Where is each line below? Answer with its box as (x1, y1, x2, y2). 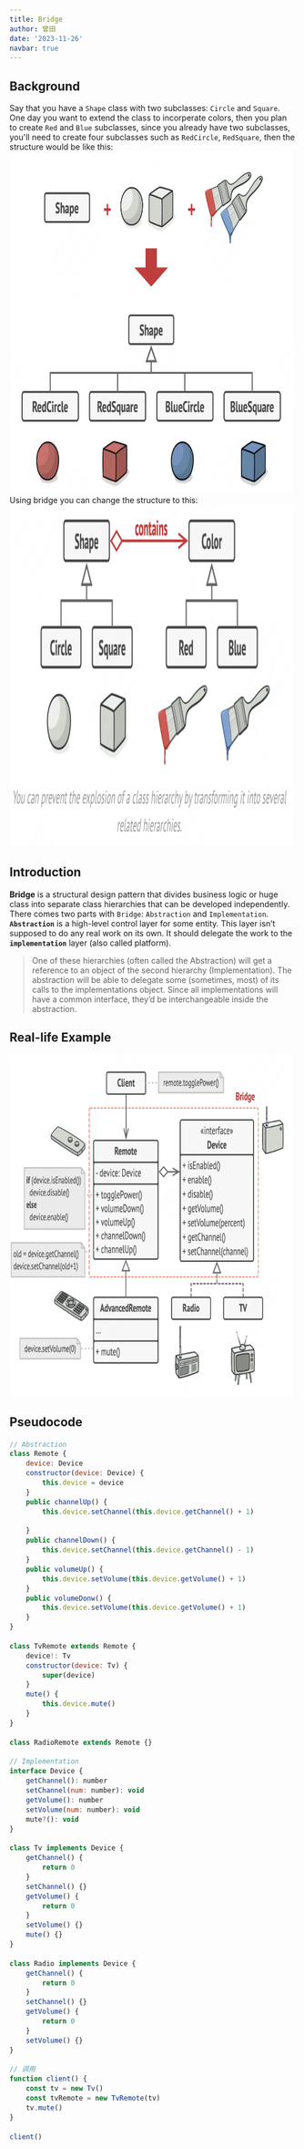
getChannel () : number (25, 1776, 107, 1786)
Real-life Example (9, 1030, 112, 1046)
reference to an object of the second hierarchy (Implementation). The (31, 965, 293, 976)
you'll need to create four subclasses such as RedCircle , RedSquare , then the (9, 132, 296, 143)
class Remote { (9, 1450, 67, 1459)
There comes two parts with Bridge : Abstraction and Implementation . (9, 908, 269, 919)
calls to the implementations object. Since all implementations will (31, 984, 279, 995)
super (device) (42, 1670, 96, 1679)
